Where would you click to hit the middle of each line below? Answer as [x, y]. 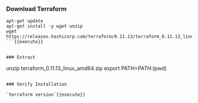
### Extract [21, 57]
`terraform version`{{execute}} [46, 95]
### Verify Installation [37, 85]
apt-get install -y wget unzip [44, 26]
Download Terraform [37, 9]
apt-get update [25, 21]
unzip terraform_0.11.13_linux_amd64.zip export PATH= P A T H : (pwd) [86, 68]
